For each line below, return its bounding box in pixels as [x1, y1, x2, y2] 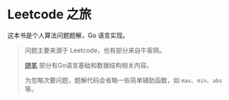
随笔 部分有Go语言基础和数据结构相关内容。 [24, 61, 153, 69]
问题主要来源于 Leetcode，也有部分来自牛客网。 [24, 46, 166, 54]
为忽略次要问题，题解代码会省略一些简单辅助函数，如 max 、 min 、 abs [24, 75, 223, 85]
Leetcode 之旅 [7, 6, 92, 23]
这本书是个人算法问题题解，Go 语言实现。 [7, 31, 129, 39]
